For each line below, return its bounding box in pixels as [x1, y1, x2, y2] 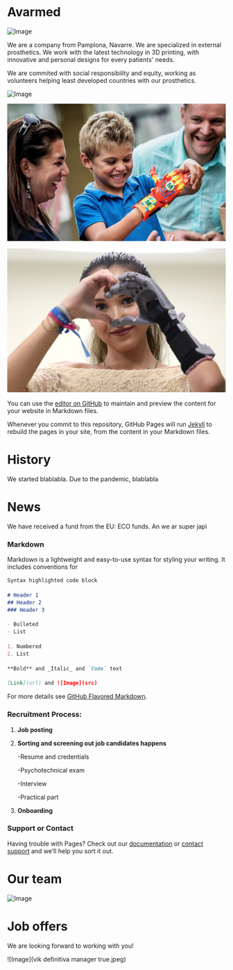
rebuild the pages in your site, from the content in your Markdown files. [7, 427, 210, 435]
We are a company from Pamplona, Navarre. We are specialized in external [7, 40, 222, 49]
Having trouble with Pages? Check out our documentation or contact [7, 839, 203, 848]
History [7, 452, 51, 468]
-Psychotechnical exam [17, 766, 85, 774]
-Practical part [17, 793, 59, 801]
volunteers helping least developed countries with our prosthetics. [7, 76, 196, 84]
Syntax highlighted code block [7, 577, 98, 584]
